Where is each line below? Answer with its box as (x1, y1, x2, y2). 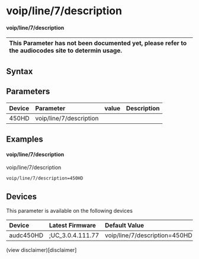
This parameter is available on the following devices (6, 207, 133, 214)
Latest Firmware (49, 221, 97, 229)
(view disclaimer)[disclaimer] (6, 247, 77, 253)
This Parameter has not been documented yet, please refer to (9, 39, 187, 47)
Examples (6, 134, 43, 144)
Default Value (104, 221, 144, 229)
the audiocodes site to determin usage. (9, 46, 123, 55)
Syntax (6, 66, 33, 76)
